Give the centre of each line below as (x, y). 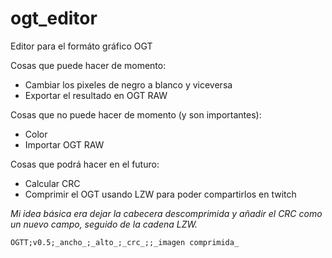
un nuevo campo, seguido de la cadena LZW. (104, 224)
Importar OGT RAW (64, 144)
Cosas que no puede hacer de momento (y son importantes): (136, 114)
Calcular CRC (52, 183)
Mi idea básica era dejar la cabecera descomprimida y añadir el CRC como (166, 213)
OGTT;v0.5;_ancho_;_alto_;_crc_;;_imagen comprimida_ (125, 242)
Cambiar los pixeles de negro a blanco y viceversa (128, 84)
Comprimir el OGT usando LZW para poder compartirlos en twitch (160, 194)
